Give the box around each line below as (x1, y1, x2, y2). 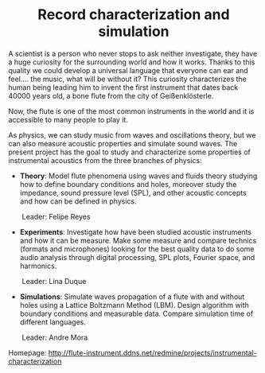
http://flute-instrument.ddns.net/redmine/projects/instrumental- (48, 348, 257, 357)
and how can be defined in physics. (19, 196, 137, 206)
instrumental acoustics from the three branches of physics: (8, 155, 202, 165)
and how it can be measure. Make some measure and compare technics (19, 235, 257, 245)
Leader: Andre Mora (21, 332, 88, 342)
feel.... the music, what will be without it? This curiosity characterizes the (8, 74, 247, 84)
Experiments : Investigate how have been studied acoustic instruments (19, 227, 252, 236)
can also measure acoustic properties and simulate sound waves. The (8, 138, 238, 148)
